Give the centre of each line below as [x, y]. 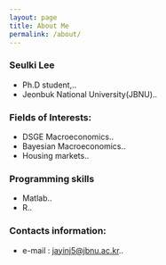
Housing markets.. [55, 155]
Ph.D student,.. [49, 85]
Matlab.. [37, 198]
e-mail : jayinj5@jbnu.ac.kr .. [73, 250]
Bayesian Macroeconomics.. [74, 146]
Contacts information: [58, 231]
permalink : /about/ [45, 34]
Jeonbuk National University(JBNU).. [90, 94]
